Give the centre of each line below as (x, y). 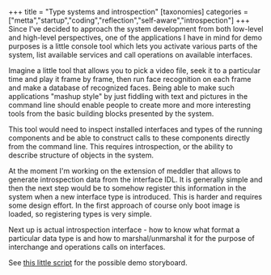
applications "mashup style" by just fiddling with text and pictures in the (128, 96)
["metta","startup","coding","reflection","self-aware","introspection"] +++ (129, 20)
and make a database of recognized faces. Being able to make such (121, 88)
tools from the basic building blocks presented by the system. (111, 114)
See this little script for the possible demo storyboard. (98, 262)
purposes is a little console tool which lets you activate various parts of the (133, 46)
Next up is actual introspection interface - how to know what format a (124, 230)
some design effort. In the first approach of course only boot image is (124, 205)
